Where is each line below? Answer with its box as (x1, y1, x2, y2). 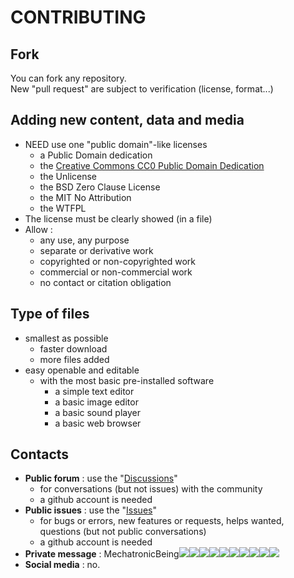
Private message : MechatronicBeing (24, 548, 180, 560)
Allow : (24, 223, 53, 235)
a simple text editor (54, 385, 135, 397)
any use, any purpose (39, 234, 130, 246)
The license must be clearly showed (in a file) (24, 212, 213, 225)
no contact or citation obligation (39, 276, 172, 288)
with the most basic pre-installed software (39, 374, 215, 386)
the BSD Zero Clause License (39, 181, 161, 193)
